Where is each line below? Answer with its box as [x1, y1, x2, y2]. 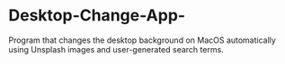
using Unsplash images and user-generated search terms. [8, 44, 224, 54]
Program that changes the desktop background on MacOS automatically [8, 35, 276, 45]
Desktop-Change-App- [8, 5, 186, 26]
